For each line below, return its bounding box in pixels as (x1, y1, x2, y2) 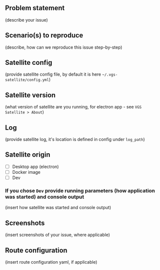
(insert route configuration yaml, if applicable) (5, 259, 98, 265)
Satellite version (5, 91, 56, 99)
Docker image (12, 169, 41, 175)
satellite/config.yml (5, 78, 49, 82)
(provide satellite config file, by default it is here (5, 71, 101, 78)
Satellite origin (5, 151, 50, 159)
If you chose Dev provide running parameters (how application (5, 187, 155, 194)
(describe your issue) (5, 17, 48, 23)
